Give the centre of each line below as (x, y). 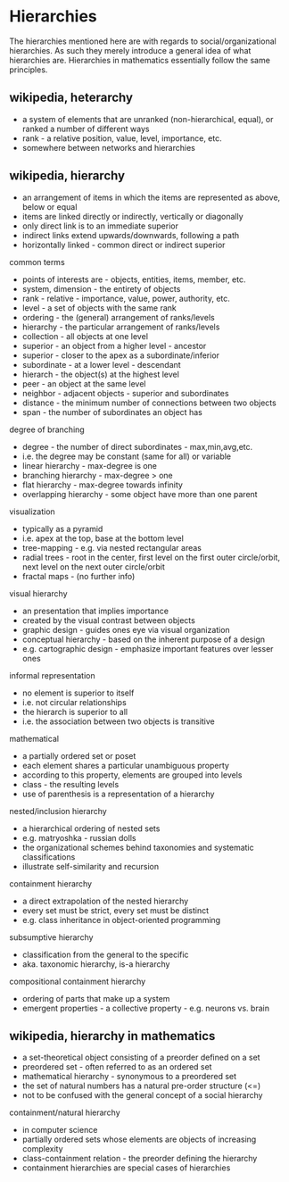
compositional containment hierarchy (78, 981)
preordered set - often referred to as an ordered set (117, 1067)
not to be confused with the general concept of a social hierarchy (142, 1095)
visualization (32, 512)
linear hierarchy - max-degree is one (90, 465)
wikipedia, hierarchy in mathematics (112, 1036)
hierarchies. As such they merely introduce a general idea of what (130, 50)
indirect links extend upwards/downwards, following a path (131, 235)
